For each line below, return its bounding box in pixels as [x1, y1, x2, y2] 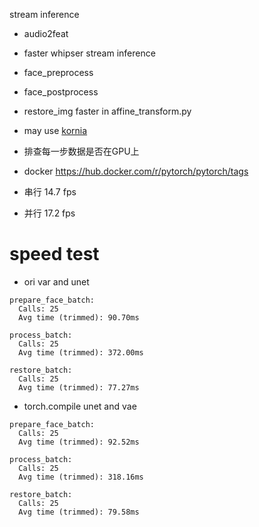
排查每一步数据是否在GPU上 [23, 145, 140, 157]
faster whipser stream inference [23, 47, 156, 59]
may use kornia [23, 125, 88, 136]
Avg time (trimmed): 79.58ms [18, 507, 140, 517]
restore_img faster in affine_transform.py [23, 105, 192, 117]
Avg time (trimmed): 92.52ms [18, 437, 140, 447]
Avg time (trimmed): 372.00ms [18, 347, 144, 358]
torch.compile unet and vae [23, 400, 137, 412]
